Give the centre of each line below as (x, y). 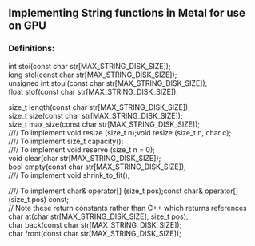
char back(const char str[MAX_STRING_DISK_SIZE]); (95, 224)
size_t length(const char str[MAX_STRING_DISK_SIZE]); (99, 107)
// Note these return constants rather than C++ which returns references (128, 208)
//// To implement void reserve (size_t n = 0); (82, 149)
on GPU (27, 26)
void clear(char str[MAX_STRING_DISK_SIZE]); (85, 158)
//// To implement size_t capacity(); (66, 141)
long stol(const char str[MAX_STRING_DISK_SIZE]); (93, 75)
